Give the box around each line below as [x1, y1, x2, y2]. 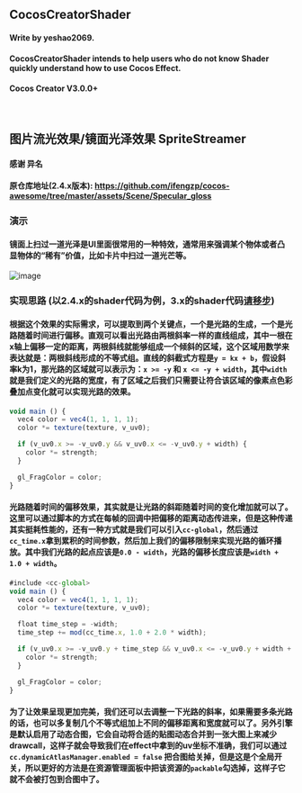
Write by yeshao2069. [9, 32, 95, 43]
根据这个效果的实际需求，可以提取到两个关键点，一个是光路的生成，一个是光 [9, 319, 293, 329]
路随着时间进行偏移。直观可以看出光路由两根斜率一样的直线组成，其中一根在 [9, 330, 293, 340]
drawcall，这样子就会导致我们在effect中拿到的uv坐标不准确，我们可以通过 [9, 740, 288, 751]
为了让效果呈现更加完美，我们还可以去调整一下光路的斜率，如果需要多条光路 [9, 707, 293, 717]
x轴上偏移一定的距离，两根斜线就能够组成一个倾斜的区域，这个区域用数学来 [9, 341, 290, 352]
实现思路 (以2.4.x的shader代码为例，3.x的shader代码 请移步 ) [9, 294, 275, 307]
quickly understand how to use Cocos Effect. [9, 62, 182, 73]
